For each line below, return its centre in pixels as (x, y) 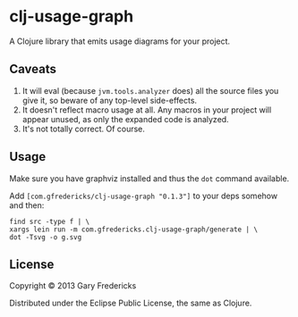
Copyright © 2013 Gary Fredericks (73, 286)
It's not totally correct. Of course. (84, 129)
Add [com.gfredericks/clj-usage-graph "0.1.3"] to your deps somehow (144, 196)
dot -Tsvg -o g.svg (46, 237)
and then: (27, 205)
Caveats (33, 69)
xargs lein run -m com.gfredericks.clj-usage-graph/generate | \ (133, 229)
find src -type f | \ (50, 221)
